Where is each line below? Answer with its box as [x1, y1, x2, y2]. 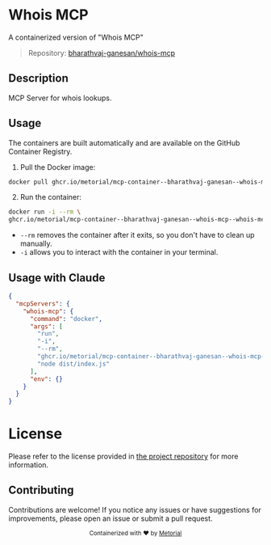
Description [8, 71, 69, 86]
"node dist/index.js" [37, 360, 110, 368]
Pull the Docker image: [19, 162, 96, 171]
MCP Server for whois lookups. [8, 93, 112, 103]
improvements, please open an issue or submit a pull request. [8, 513, 213, 523]
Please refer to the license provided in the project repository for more [8, 451, 239, 462]
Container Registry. [8, 146, 73, 156]
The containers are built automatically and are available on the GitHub [8, 137, 240, 147]
